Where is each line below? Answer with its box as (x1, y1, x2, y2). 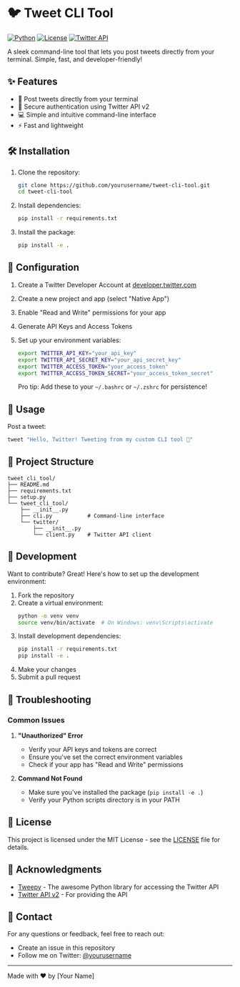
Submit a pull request (17, 673, 81, 682)
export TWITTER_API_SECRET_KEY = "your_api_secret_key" (17, 356, 181, 364)
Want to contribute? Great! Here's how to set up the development (7, 569, 199, 578)
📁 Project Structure (7, 456, 94, 468)
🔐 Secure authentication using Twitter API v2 (17, 102, 150, 111)
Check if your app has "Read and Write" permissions (28, 760, 184, 768)
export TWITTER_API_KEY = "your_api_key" (17, 349, 137, 357)
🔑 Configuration (7, 262, 80, 274)
